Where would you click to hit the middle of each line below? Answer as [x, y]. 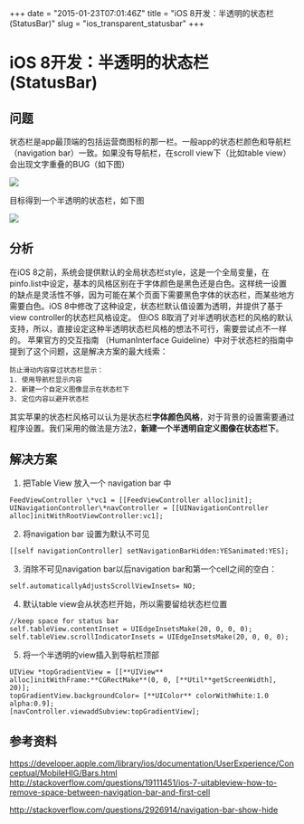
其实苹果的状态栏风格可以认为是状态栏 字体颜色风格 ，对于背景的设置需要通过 [152, 417]
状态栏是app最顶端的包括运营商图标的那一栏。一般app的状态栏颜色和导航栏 [151, 142]
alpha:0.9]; [32, 704]
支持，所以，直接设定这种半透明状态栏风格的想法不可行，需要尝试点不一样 [148, 328]
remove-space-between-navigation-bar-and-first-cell [110, 792]
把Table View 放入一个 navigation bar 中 [97, 483]
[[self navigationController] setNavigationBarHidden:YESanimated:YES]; [149, 551]
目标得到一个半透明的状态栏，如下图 [77, 200]
